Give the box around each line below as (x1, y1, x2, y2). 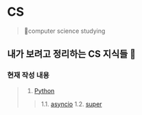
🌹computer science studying (23, 27, 106, 35)
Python (34, 86, 55, 94)
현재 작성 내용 (7, 71, 50, 80)
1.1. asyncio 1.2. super (40, 100, 102, 108)
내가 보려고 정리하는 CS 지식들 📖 (7, 49, 136, 60)
